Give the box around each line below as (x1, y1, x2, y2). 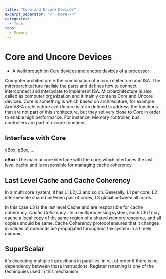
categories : (5, 16, 30, 21)
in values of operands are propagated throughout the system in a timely (5, 225, 152, 231)
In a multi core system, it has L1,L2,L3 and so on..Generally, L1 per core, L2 (5, 189, 157, 195)
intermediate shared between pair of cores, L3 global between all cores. (5, 194, 153, 200)
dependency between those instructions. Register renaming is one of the (5, 263, 154, 269)
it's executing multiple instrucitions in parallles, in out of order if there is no (5, 258, 158, 264)
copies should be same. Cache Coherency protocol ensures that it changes (5, 220, 159, 226)
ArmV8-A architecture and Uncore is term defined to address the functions (5, 103, 158, 109)
